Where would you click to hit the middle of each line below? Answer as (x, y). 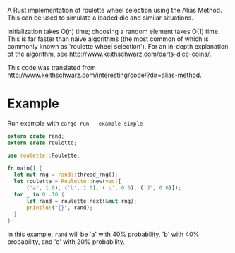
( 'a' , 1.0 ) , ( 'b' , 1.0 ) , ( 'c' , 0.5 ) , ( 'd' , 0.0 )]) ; (104, 188)
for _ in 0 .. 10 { (39, 195)
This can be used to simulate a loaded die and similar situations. (101, 18)
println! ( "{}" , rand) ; (59, 208)
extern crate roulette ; (42, 143)
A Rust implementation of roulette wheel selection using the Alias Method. (115, 10)
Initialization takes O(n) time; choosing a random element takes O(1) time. (114, 31)
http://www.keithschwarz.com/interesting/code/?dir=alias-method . (105, 75)
